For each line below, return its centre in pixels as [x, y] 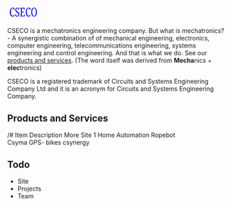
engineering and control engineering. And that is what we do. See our [107, 53]
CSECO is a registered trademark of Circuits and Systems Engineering [108, 82]
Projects [29, 189]
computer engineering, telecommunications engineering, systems [102, 45]
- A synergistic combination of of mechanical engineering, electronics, [109, 38]
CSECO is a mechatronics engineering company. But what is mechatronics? [116, 31]
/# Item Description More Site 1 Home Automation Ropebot [91, 135]
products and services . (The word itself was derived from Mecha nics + [110, 61]
